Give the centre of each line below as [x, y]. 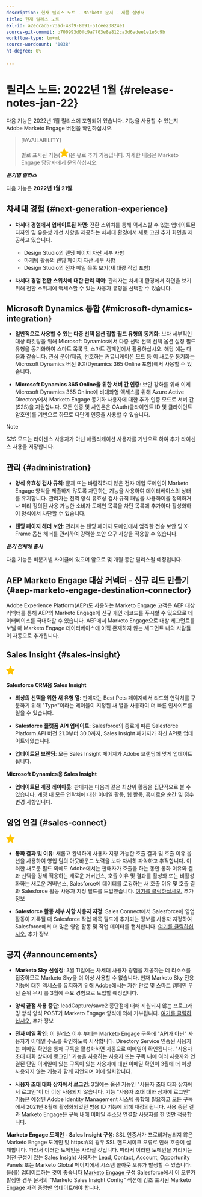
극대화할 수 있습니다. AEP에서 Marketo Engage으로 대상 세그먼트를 [116, 620]
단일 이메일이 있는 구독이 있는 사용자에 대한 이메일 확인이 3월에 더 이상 [109, 1064]
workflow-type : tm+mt [33, 38]
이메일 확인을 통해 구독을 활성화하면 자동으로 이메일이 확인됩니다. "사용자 [107, 1049]
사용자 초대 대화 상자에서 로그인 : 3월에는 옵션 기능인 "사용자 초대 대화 [96, 1084]
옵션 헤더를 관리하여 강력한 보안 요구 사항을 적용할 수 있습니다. [105, 534]
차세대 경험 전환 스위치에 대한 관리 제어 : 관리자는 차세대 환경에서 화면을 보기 [103, 280]
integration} [29, 318]
